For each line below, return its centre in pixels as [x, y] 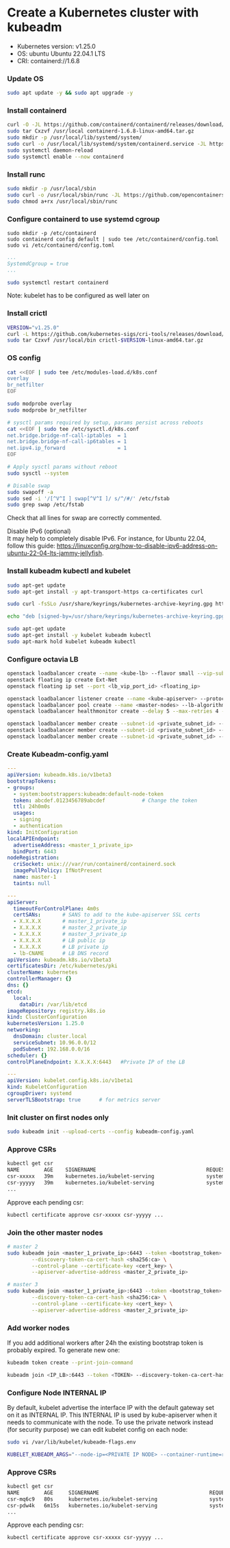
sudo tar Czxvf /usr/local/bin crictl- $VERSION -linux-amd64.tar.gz [105, 340]
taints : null [32, 883]
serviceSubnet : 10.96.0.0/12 [55, 1042]
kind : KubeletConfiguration [47, 1087]
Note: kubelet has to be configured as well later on [78, 295]
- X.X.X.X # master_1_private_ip [70, 921]
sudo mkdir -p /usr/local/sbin [52, 188]
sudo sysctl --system [38, 473]
